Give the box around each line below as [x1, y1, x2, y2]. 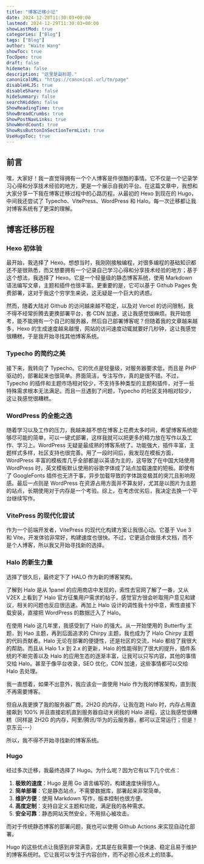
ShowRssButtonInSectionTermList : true [6, 128, 104, 134]
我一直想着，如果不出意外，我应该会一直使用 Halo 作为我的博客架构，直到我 [6, 680, 196, 687]
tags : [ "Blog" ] [6, 37, 45, 43]
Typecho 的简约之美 [6, 349, 66, 358]
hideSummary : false [6, 94, 56, 100]
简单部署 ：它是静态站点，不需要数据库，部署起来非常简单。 [15, 787, 165, 794]
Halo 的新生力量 [6, 558, 53, 567]
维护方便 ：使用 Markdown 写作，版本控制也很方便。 [15, 794, 146, 802]
